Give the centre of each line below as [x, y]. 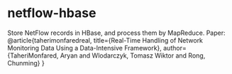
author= [175, 48]
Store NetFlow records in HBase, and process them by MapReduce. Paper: [116, 33]
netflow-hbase [52, 13]
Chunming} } [26, 63]
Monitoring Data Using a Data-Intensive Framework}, [84, 48]
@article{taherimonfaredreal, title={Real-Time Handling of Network [105, 40]
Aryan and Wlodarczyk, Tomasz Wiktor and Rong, [133, 55]
